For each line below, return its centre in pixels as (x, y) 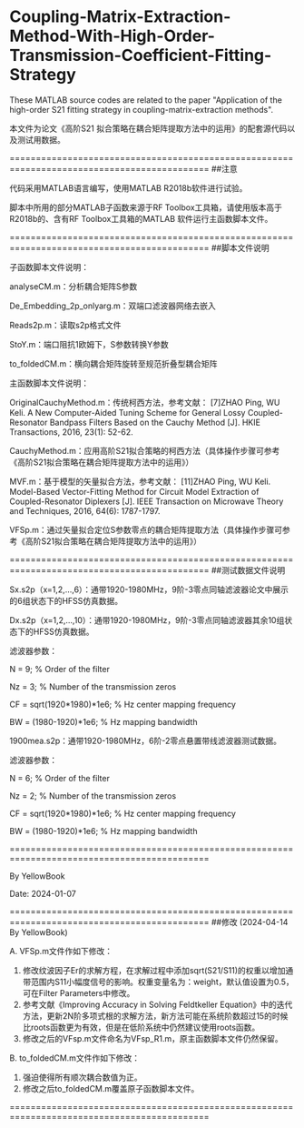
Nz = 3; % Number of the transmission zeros (93, 686)
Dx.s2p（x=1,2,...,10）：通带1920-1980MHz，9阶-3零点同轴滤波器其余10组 (147, 619)
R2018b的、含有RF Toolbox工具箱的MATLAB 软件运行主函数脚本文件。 (141, 218)
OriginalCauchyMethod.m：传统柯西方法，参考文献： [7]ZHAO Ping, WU (145, 402)
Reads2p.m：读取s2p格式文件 (65, 325)
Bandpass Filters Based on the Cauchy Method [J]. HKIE (155, 422)
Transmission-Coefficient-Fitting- (141, 55)
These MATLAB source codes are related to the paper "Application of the (146, 100)
